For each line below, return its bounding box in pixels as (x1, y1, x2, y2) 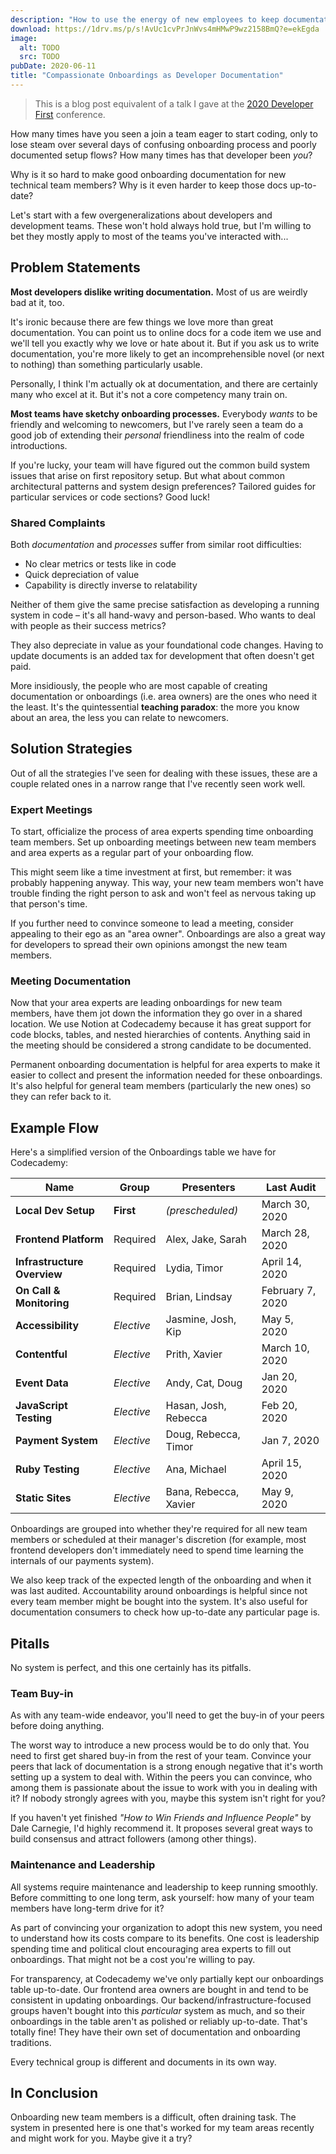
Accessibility (15, 1319, 80, 1333)
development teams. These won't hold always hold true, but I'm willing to (10, 219, 312, 231)
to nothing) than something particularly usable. (10, 358, 203, 370)
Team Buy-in (10, 1686, 74, 1700)
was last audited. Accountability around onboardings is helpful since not (10, 1585, 308, 1597)
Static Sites (15, 1491, 72, 1505)
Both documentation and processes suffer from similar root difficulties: (10, 538, 302, 550)
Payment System (15, 1434, 98, 1448)
